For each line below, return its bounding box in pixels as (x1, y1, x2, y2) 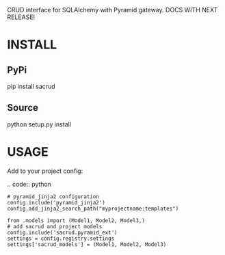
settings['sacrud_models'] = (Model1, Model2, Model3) (7, 241, 167, 248)
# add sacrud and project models (7, 223, 103, 230)
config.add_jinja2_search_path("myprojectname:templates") (7, 205, 179, 212)
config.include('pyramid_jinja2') (7, 199, 106, 206)
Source (7, 102, 39, 113)
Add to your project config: (7, 167, 83, 175)
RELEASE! (7, 13, 36, 21)
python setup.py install (7, 120, 72, 129)
